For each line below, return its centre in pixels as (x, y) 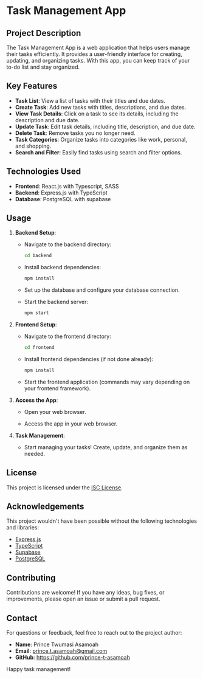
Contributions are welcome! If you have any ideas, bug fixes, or (86, 593)
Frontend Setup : (36, 325)
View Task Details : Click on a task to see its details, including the (97, 114)
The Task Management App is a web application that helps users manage (98, 47)
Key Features (32, 86)
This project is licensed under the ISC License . (64, 488)
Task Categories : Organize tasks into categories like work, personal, (101, 139)
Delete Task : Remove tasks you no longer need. (75, 133)
